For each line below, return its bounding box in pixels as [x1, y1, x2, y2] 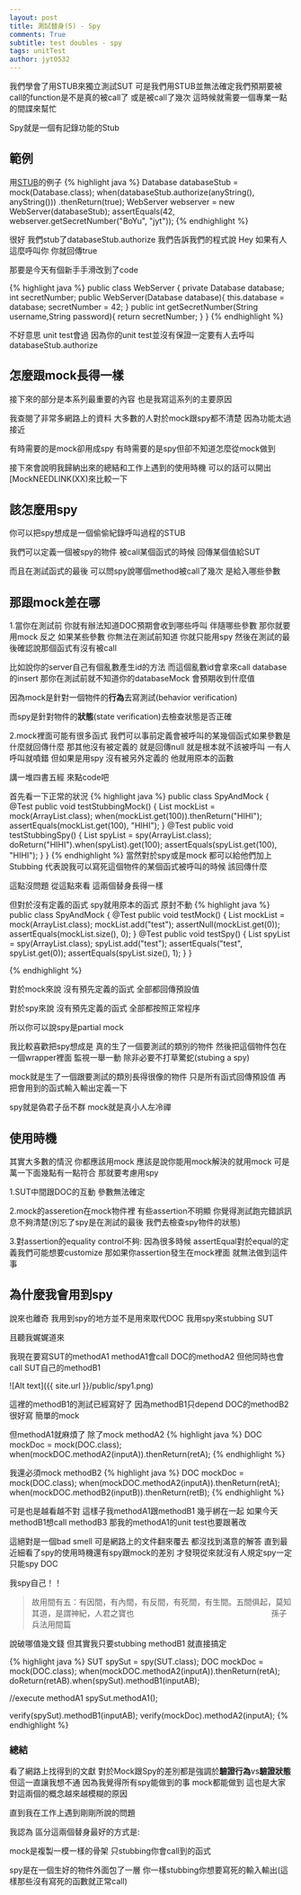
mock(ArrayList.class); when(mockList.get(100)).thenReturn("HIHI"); [9, 811, 262, 822]
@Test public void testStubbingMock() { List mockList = [9, 801, 216, 812]
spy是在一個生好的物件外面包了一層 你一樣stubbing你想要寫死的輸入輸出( [9, 1864, 281, 1875]
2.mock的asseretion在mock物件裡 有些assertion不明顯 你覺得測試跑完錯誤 [9, 1206, 285, 1216]
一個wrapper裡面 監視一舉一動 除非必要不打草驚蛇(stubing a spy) [9, 1053, 250, 1063]
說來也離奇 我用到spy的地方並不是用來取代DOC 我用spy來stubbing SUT [9, 1312, 274, 1323]
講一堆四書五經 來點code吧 [9, 772, 110, 783]
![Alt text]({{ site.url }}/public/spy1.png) [9, 1380, 155, 1391]
